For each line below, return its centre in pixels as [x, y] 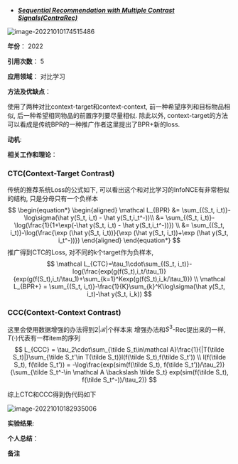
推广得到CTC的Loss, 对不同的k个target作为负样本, [81, 252]
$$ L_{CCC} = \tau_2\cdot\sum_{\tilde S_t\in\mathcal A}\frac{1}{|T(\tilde [119, 350]
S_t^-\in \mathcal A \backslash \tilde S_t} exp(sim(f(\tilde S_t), [139, 372]
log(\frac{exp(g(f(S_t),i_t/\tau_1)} [119, 271]
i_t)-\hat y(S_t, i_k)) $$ [119, 294]
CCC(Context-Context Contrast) [64, 313]
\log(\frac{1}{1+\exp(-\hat [51, 225]
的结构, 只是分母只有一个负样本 [53, 199]
